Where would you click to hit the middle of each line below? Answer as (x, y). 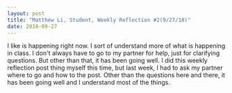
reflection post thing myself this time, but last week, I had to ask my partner (115, 68)
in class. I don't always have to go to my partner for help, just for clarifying (114, 53)
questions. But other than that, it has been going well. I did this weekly (108, 61)
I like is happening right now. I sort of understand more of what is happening (116, 46)
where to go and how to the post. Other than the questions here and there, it (116, 75)
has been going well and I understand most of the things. (89, 83)
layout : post (26, 13)
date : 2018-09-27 (32, 26)
